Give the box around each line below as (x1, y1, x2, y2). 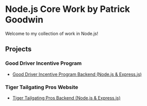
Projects (5, 45, 32, 53)
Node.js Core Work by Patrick (5, 3, 131, 15)
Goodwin (5, 14, 43, 25)
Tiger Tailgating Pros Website (5, 84, 79, 91)
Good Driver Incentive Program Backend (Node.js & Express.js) (12, 71, 142, 77)
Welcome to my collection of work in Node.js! (5, 30, 99, 36)
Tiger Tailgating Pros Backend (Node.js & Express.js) (12, 95, 121, 101)
